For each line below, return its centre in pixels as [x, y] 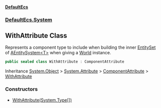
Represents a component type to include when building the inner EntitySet [80, 47]
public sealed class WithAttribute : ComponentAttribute [65, 62]
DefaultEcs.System [29, 20]
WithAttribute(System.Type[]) [42, 100]
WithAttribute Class [36, 35]
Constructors [21, 89]
